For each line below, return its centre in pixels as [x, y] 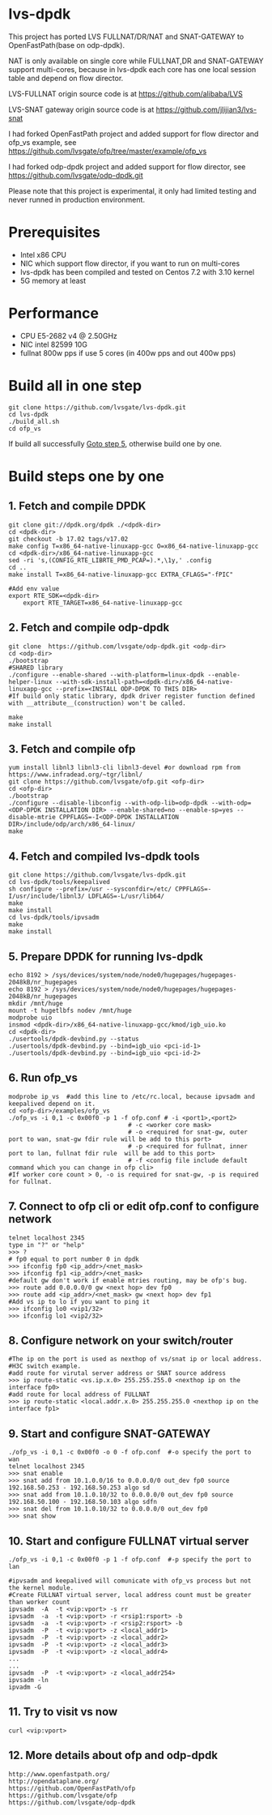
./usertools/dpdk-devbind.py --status [74, 1039]
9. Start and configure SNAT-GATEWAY [110, 1434]
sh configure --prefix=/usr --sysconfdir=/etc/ [90, 889]
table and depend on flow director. [66, 78]
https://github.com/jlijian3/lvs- [206, 109]
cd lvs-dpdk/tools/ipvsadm [54, 918]
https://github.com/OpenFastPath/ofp [72, 1788]
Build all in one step [75, 386]
